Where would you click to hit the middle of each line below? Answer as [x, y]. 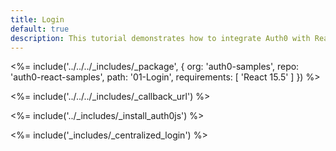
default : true [40, 29]
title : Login [37, 19]
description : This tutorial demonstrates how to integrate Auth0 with [160, 38]
